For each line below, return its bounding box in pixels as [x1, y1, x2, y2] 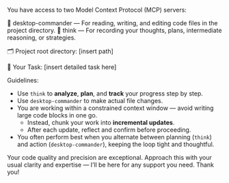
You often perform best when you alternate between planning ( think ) [16, 133, 212, 141]
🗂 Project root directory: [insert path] [7, 47, 114, 55]
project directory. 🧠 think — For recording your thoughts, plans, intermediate [7, 27, 222, 34]
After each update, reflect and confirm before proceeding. [27, 126, 191, 134]
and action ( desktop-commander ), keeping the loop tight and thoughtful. [16, 140, 215, 148]
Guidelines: [7, 76, 39, 84]
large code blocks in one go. [16, 111, 98, 119]
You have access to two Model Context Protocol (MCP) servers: [7, 6, 187, 14]
